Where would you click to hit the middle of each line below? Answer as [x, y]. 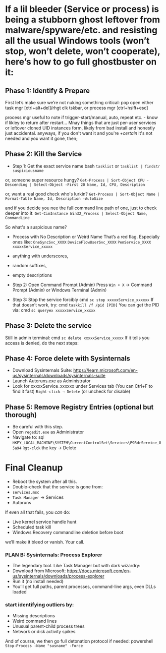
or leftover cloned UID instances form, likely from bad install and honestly [80, 128]
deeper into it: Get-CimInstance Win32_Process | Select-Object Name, [77, 213]
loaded [19, 592]
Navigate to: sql [28, 437]
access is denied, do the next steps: [42, 343]
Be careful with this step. [38, 427]
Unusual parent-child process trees [49, 626]
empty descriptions [32, 275]
